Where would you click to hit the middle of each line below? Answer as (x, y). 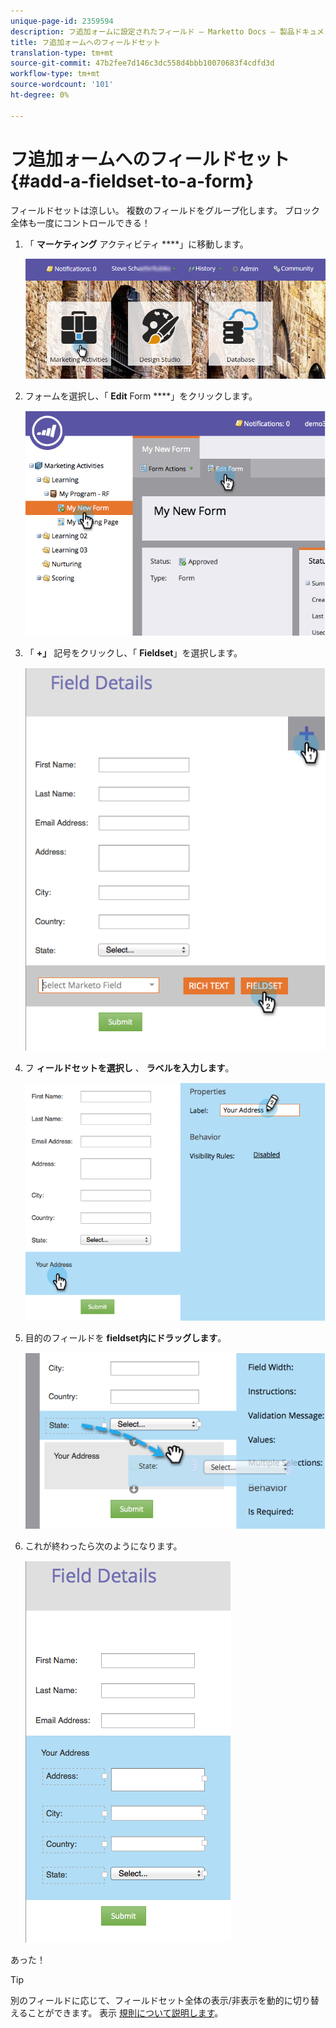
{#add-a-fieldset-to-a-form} (132, 181)
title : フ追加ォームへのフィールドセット (85, 42)
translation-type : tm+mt (62, 53)
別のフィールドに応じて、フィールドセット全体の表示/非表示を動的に (151, 2001)
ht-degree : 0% (40, 95)
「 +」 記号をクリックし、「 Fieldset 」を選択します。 (133, 653)
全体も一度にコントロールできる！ (80, 222)
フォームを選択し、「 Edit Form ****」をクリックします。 (141, 396)
